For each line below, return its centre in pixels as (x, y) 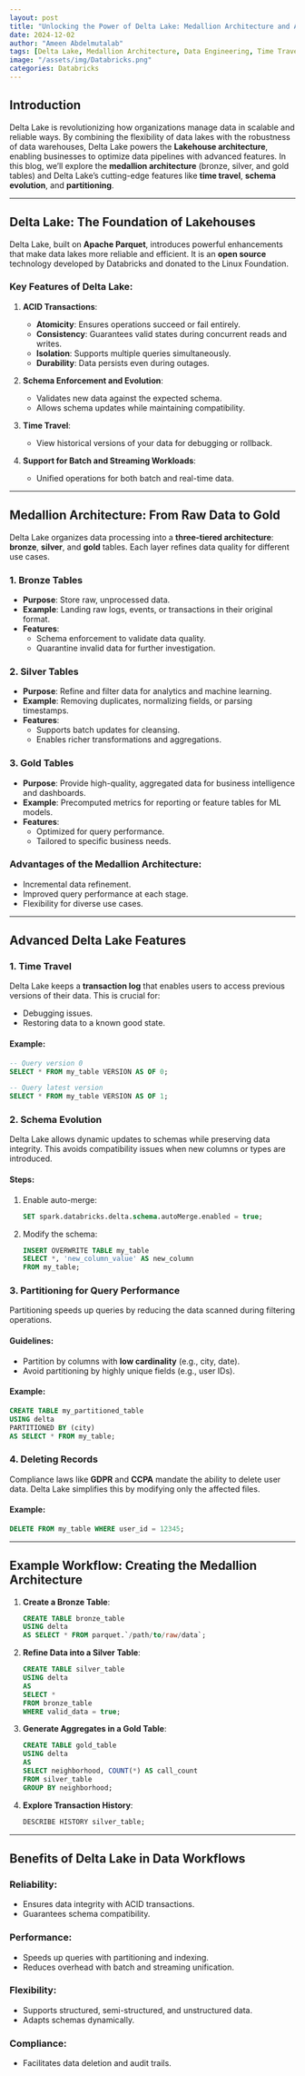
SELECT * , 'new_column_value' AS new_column (108, 1259)
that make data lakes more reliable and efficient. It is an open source (138, 253)
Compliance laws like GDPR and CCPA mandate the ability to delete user (145, 1479)
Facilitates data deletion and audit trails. (97, 2063)
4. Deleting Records (54, 1459)
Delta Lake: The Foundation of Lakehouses (133, 222)
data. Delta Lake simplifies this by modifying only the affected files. (135, 1489)
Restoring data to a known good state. (94, 1023)
